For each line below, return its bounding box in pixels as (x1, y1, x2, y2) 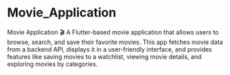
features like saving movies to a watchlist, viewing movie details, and (7, 52, 202, 61)
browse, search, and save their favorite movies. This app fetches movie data (7, 38, 223, 46)
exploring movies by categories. (7, 60, 98, 68)
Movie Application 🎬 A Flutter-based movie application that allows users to (7, 28, 219, 36)
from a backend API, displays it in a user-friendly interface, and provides (7, 45, 213, 53)
